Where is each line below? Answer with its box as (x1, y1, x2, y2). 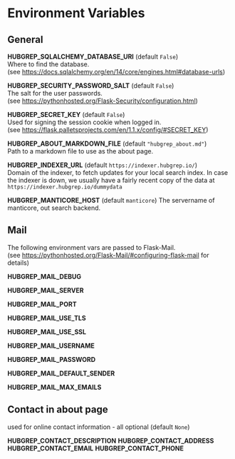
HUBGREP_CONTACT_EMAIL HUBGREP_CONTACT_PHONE (7, 444, 184, 453)
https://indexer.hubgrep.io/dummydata (7, 183, 122, 191)
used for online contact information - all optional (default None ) (7, 423, 190, 431)
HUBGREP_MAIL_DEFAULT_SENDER (7, 369, 115, 378)
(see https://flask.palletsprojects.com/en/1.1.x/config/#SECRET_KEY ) (7, 126, 209, 133)
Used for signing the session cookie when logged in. (7, 118, 162, 126)
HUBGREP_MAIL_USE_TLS (7, 313, 87, 322)
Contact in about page (7, 403, 108, 415)
